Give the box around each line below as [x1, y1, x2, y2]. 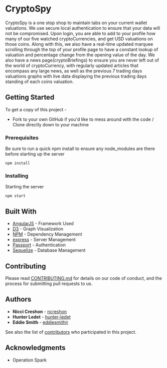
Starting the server [5, 184, 44, 190]
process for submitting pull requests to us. [5, 280, 93, 286]
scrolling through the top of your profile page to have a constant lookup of [5, 46, 158, 52]
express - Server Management [12, 237, 76, 243]
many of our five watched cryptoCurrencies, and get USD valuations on [5, 36, 153, 42]
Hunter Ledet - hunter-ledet [12, 314, 71, 320]
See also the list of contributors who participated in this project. [5, 329, 137, 335]
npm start [5, 193, 26, 199]
